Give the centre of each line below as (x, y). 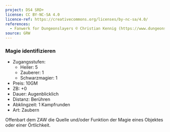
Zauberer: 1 (32, 73)
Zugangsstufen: (29, 62)
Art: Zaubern (26, 110)
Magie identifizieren (31, 51)
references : (18, 24)
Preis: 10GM (25, 83)
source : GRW (18, 33)
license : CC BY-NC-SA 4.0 (32, 15)
